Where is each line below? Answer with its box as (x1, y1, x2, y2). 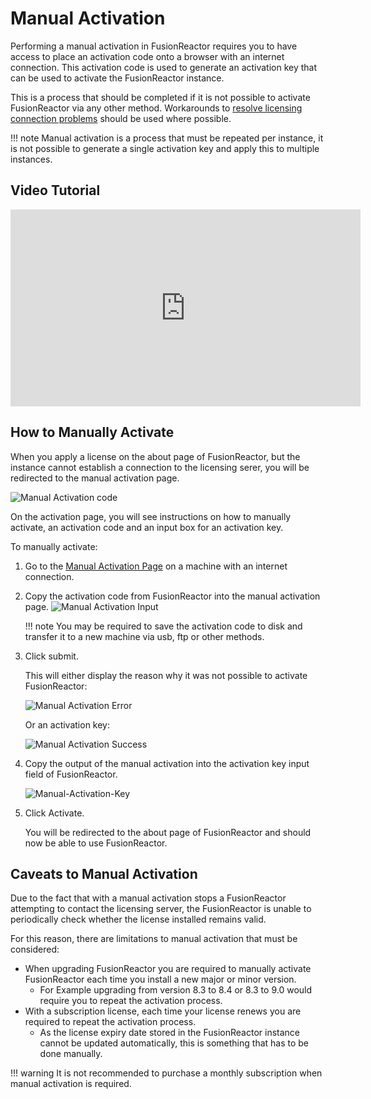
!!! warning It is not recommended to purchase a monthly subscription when (10, 1067, 323, 1079)
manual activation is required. (10, 1078, 132, 1090)
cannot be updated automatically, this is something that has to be (39, 1037, 310, 1049)
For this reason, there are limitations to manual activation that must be (10, 933, 298, 945)
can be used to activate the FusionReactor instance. (10, 72, 225, 84)
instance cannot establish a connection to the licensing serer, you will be (10, 461, 310, 473)
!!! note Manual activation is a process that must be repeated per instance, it (10, 132, 324, 144)
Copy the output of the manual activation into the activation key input (24, 757, 310, 769)
